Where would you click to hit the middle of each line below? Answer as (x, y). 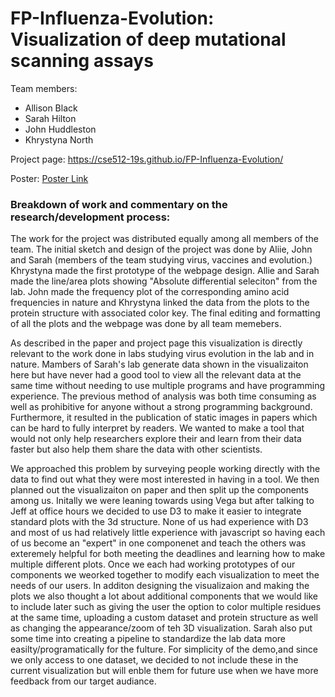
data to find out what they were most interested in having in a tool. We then (165, 479)
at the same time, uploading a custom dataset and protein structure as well (164, 618)
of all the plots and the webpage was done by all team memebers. (146, 324)
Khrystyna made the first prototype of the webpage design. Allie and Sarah (165, 271)
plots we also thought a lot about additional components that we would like (164, 596)
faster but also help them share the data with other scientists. (136, 449)
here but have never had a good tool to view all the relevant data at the (156, 375)
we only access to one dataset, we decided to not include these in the (154, 660)
